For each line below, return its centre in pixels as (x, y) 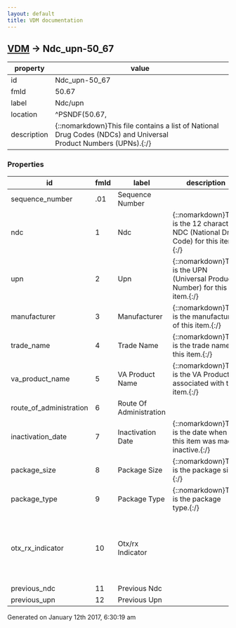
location (24, 114)
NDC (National (196, 232)
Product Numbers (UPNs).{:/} (103, 143)
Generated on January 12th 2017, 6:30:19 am (72, 617)
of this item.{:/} (197, 325)
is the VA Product (201, 374)
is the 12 (187, 223)
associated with (198, 383)
